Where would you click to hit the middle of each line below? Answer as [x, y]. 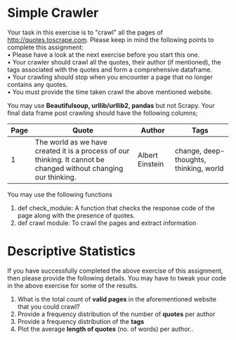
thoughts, [190, 159]
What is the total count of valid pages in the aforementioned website [117, 299]
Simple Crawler [53, 13]
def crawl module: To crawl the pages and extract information [107, 223]
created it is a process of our [82, 151]
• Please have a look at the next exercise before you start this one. [104, 55]
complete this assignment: [46, 47]
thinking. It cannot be [70, 159]
